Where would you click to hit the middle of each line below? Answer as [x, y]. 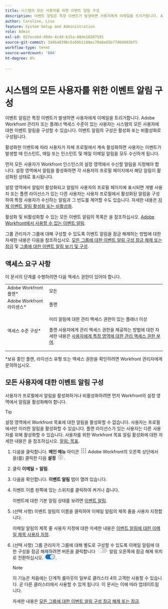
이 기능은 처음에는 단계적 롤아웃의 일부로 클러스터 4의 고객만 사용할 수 [80, 578]
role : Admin [17, 32]
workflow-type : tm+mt [28, 48]
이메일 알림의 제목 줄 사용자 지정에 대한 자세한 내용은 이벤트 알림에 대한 [82, 528]
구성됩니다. [16, 137]
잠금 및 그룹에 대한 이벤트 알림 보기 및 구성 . [47, 246]
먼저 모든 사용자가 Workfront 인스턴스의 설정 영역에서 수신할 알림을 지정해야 [79, 164]
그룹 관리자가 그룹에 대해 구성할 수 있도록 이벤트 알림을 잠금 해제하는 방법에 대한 [83, 234]
